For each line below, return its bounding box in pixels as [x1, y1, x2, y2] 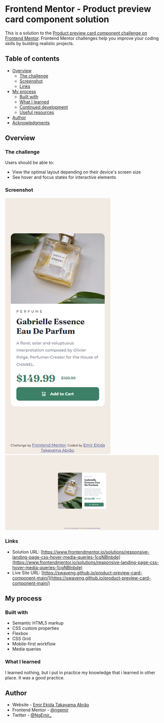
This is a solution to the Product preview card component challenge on [5, 30, 147, 36]
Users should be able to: [5, 160, 55, 166]
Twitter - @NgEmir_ [12, 712, 52, 718]
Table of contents [5, 55, 60, 63]
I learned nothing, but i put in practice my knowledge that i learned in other [5, 670, 155, 675]
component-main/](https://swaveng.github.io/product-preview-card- [12, 575, 151, 581]
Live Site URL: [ [12, 570, 43, 576]
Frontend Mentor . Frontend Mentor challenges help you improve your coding [5, 35, 159, 41]
